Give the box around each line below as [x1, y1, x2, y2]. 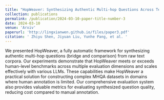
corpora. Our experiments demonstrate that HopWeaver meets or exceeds [5, 58, 155, 64]
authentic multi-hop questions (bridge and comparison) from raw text [5, 53, 145, 59]
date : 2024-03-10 [5, 20, 41, 26]
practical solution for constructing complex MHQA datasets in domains [5, 74, 147, 80]
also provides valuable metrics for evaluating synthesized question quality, [5, 84, 155, 90]
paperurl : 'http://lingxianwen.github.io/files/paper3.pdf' [5, 30, 130, 35]
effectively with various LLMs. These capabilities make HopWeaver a [5, 68, 143, 74]
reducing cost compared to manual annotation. [5, 89, 100, 95]
